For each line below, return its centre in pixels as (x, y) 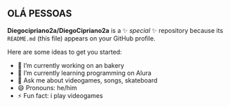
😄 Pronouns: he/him (47, 87)
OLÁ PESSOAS (40, 14)
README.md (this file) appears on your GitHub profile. (81, 38)
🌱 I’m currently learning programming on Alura (84, 73)
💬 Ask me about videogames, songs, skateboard (87, 80)
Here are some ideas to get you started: (65, 52)
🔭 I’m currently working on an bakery (71, 65)
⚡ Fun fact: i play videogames (60, 95)
